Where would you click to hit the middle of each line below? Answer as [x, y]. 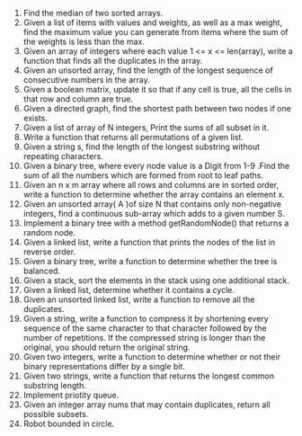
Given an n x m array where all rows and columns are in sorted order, [151, 185]
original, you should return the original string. [107, 347]
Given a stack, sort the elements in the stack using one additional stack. [156, 280]
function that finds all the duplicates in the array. [113, 61]
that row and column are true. [78, 99]
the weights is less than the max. [84, 41]
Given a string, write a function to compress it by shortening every [146, 319]
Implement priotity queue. [71, 395]
